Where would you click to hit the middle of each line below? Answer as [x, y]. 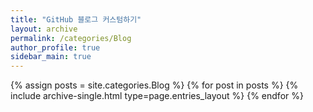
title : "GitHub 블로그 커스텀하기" [76, 19]
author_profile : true [55, 47]
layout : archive [44, 29]
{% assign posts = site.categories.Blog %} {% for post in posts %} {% [154, 85]
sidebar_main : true [51, 57]
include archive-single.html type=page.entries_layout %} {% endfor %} [157, 96]
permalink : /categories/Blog [71, 38]
